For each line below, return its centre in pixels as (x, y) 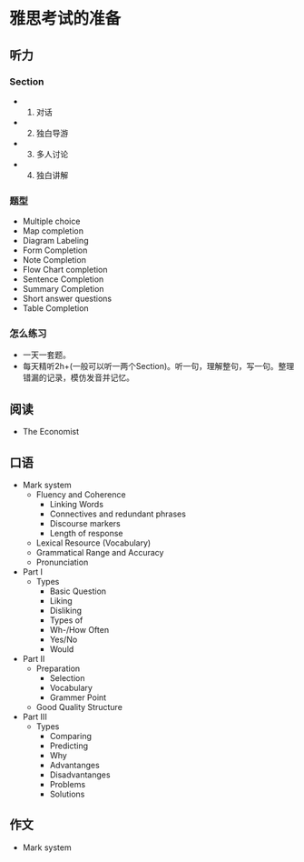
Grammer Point (78, 697)
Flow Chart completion (65, 270)
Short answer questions (67, 299)
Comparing (71, 737)
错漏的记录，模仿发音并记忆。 (78, 377)
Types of (66, 620)
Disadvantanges (80, 775)
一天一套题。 (46, 355)
